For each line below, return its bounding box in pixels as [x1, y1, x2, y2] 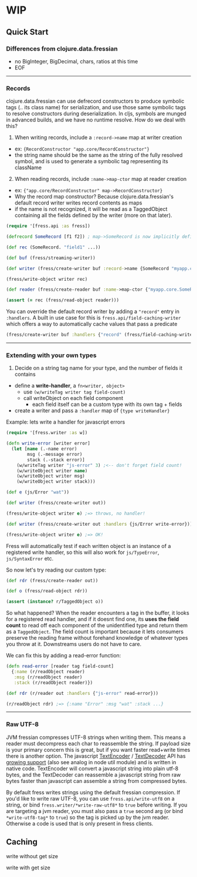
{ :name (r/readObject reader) [11, 669, 85, 675]
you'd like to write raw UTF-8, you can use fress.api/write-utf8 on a [6, 795, 175, 802]
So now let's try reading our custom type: [6, 566, 107, 573]
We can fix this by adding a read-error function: [6, 652, 121, 659]
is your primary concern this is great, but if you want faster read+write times [6, 746, 191, 753]
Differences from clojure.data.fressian [6, 45, 118, 53]
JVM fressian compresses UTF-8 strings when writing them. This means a [6, 734, 186, 741]
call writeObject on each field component [23, 395, 124, 402]
